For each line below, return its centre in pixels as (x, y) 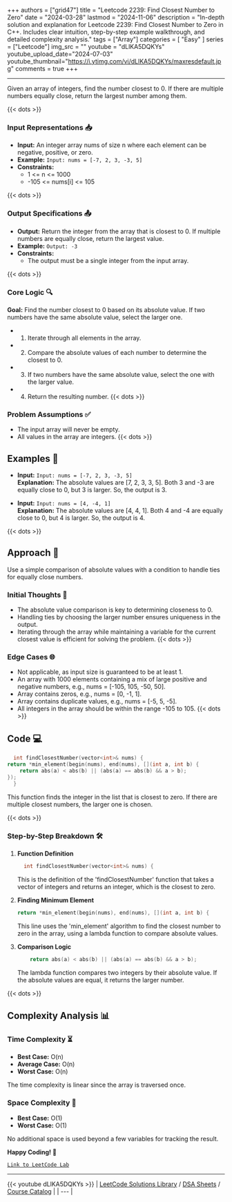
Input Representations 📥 (50, 127)
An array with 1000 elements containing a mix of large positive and (112, 679)
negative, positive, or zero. (55, 153)
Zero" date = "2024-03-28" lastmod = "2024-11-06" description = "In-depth (116, 17)
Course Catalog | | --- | (40, 1191)
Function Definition (45, 853)
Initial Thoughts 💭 (37, 594)
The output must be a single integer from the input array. (108, 260)
